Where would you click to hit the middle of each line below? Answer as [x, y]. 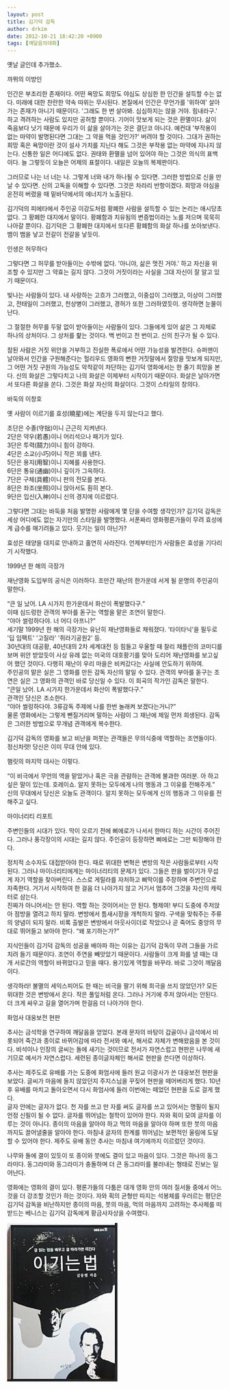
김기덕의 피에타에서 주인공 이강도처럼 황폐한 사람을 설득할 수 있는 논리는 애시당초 [115, 208]
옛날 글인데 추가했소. [35, 64]
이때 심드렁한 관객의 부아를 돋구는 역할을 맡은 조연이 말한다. [86, 612]
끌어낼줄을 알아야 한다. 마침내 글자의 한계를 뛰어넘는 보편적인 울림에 [116, 1133]
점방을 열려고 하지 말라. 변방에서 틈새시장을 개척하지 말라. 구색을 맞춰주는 [112, 914]
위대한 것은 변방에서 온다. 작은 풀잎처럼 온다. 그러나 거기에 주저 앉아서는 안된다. [113, 995]
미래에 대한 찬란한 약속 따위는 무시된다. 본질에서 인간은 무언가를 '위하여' [111, 102]
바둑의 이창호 [25, 399]
